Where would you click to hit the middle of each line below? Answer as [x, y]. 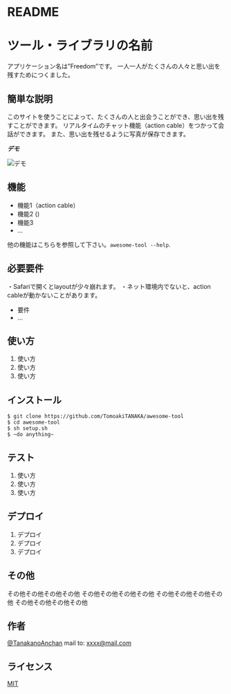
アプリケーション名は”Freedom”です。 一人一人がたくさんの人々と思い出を [114, 66]
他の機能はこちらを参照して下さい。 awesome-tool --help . [89, 244]
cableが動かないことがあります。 [54, 295]
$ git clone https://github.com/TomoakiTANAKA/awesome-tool [96, 416]
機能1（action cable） [48, 205]
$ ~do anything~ [30, 435]
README [33, 12]
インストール [35, 400]
